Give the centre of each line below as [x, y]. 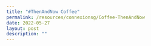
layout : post [23, 28]
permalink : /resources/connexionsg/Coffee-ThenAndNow [76, 17]
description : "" [27, 34]
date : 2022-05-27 [28, 23]
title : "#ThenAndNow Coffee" [43, 12]
